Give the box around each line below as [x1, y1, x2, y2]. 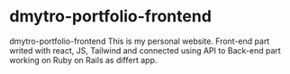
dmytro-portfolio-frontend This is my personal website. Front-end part [9, 36, 270, 46]
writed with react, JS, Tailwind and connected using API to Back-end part [9, 45, 281, 55]
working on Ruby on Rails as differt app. [9, 54, 158, 65]
